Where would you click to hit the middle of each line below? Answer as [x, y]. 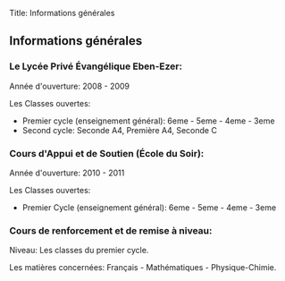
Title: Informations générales [62, 13]
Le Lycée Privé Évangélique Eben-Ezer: [96, 66]
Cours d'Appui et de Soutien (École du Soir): [107, 153]
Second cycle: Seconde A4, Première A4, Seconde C [119, 130]
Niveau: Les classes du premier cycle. [79, 251]
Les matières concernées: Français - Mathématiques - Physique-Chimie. [143, 268]
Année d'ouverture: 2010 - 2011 [67, 173]
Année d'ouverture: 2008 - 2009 [70, 86]
